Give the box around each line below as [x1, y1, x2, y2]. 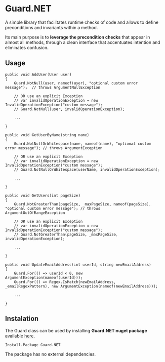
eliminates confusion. [5, 44, 49, 50]
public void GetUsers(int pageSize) [5, 193, 81, 198]
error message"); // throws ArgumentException [5, 145, 103, 151]
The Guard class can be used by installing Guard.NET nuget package [5, 327, 147, 333]
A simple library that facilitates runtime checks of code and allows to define [5, 19, 159, 25]
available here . [5, 333, 35, 339]
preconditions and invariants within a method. [5, 24, 98, 30]
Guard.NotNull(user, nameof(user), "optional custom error [14, 80, 138, 85]
